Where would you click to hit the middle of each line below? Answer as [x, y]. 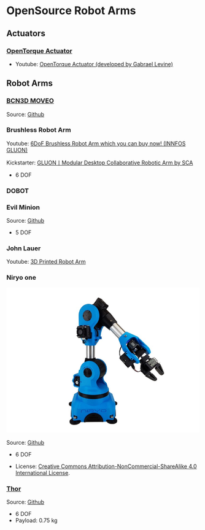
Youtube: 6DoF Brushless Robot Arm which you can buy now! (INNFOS [96, 143]
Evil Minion [23, 207]
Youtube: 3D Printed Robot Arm [46, 262]
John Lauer [24, 248]
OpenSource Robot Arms [71, 11]
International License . [43, 472]
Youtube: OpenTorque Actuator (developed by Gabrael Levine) [94, 64]
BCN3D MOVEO [30, 101]
